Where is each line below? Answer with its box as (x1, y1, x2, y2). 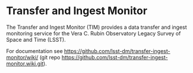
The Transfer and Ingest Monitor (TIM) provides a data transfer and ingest (6, 24, 187, 31)
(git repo (39, 54, 61, 61)
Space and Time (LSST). (6, 36, 67, 43)
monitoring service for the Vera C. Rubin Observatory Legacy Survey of (6, 29, 181, 36)
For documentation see (6, 47, 64, 54)
